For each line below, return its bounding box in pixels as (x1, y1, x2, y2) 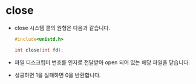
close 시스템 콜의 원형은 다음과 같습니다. (14, 24, 111, 31)
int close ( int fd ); (14, 47, 64, 53)
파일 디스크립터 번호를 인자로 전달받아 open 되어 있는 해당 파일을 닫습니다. (14, 58, 191, 66)
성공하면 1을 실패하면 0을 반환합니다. (14, 71, 101, 79)
